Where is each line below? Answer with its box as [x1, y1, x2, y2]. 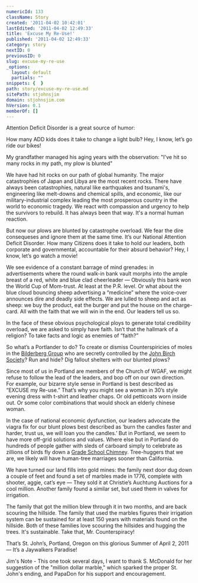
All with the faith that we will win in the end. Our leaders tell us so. [20, 308, 180, 315]
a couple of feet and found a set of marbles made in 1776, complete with [6, 473, 183, 480]
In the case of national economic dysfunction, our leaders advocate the [6, 417, 180, 424]
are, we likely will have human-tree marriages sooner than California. [6, 455, 174, 462]
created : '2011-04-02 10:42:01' [6, 20, 86, 26]
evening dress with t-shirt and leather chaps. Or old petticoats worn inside [6, 393, 187, 400]
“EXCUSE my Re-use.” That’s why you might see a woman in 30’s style [6, 386, 178, 394]
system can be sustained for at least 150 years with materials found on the [6, 516, 187, 523]
